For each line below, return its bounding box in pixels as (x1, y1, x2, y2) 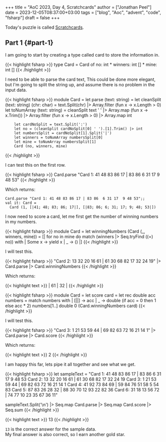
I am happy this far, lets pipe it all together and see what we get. (5, 361, 136, 367)
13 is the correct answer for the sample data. (5, 426, 97, 432)
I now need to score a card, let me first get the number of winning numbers (5, 213, 159, 219)
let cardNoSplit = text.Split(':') (14, 122, 88, 127)
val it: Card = (5, 200, 37, 205)
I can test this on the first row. (5, 162, 66, 168)
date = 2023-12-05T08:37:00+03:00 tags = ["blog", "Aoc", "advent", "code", (5, 9, 162, 15)
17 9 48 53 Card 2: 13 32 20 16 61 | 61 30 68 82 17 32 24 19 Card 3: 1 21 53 (5, 376, 157, 382)
